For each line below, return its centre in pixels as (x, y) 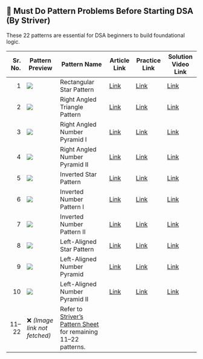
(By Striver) (28, 21)
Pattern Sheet (79, 324)
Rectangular (77, 82)
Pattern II (73, 232)
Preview (40, 68)
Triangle (72, 107)
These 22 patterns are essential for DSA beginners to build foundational (96, 35)
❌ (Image (40, 320)
